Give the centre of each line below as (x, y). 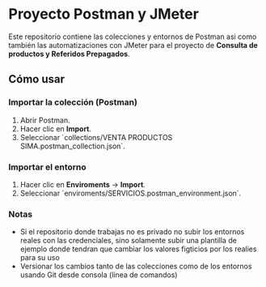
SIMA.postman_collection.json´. (72, 146)
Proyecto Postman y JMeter (104, 14)
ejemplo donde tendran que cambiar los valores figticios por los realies (138, 249)
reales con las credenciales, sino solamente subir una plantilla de (128, 241)
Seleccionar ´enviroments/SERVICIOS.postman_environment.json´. (131, 193)
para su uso (40, 258)
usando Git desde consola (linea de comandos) (99, 275)
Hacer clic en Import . (55, 129)
